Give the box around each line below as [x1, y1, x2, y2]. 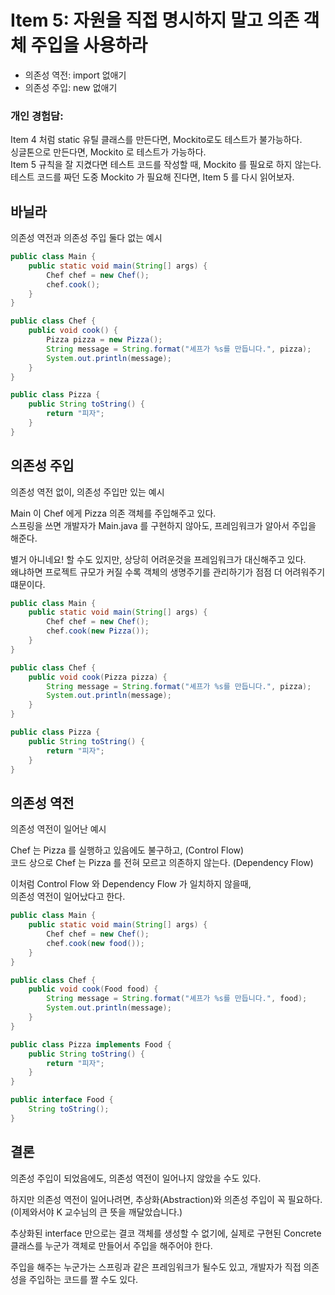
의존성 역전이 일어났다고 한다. [10, 891, 126, 903]
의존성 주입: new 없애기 [24, 81, 118, 93]
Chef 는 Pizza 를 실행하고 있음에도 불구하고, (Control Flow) [10, 844, 245, 856]
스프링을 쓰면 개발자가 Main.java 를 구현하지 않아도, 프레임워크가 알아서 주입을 [10, 519, 317, 531]
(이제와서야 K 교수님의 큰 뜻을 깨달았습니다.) [10, 1206, 183, 1218]
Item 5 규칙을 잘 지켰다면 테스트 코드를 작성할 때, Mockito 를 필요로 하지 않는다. [10, 159, 322, 171]
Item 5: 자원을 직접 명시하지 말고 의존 [10, 9, 300, 32]
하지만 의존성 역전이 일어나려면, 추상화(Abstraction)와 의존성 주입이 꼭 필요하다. [10, 1193, 323, 1205]
